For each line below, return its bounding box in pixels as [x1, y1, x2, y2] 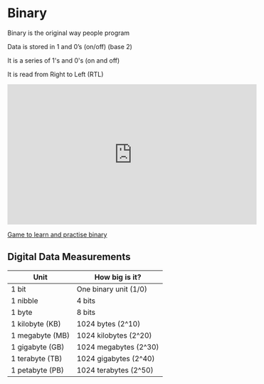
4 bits [76, 296, 96, 306]
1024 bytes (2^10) [76, 318, 141, 328]
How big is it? [94, 272, 142, 282]
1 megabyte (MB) [11, 330, 70, 340]
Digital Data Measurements [7, 251, 131, 263]
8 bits [76, 307, 96, 317]
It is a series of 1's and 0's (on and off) [7, 56, 120, 65]
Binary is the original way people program [7, 28, 130, 37]
